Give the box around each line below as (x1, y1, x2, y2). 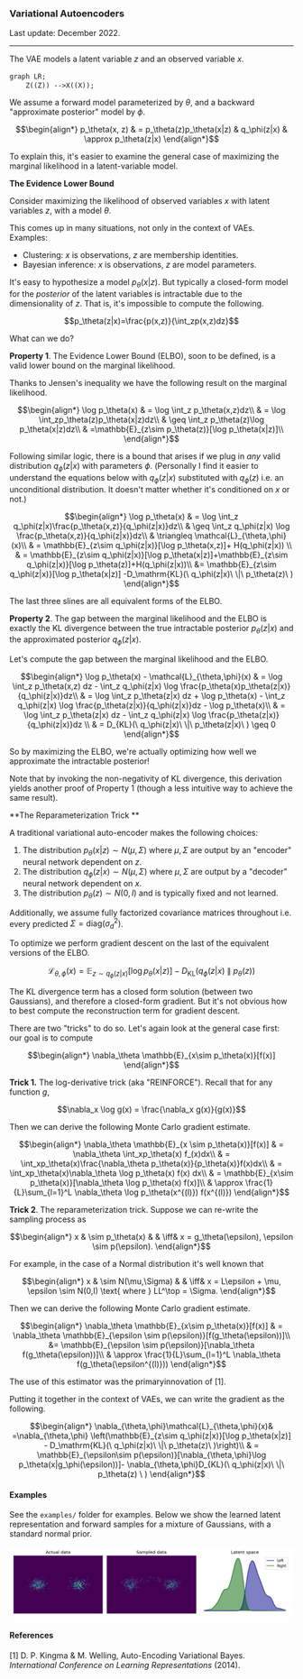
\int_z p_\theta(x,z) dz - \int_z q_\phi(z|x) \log (12, 681, 179, 692)
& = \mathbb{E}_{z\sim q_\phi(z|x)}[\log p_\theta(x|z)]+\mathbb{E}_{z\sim (14, 549, 289, 560)
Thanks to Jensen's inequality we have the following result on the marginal (9, 378, 287, 389)
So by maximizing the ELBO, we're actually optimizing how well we (9, 747, 257, 757)
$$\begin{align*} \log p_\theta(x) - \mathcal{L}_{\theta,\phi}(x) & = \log (20, 671, 283, 683)
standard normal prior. (9, 1528, 92, 1539)
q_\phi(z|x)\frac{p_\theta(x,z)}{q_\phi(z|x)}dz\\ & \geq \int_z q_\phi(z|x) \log (13, 520, 290, 531)
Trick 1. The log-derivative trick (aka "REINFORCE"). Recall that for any (9, 1077, 273, 1088)
